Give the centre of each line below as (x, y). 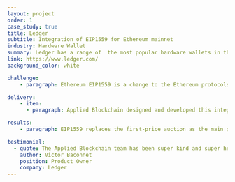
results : (20, 123)
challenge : (23, 78)
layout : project (31, 14)
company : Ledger (44, 168)
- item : (31, 104)
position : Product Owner (56, 161)
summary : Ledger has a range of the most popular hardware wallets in (114, 53)
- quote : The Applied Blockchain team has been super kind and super (117, 148)
